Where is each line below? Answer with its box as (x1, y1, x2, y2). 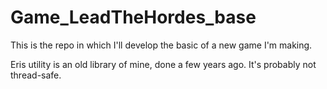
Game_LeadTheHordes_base (10, 6, 257, 29)
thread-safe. (10, 69, 62, 81)
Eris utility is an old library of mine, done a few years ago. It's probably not (10, 58, 317, 70)
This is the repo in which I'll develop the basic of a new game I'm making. (10, 39, 313, 51)
